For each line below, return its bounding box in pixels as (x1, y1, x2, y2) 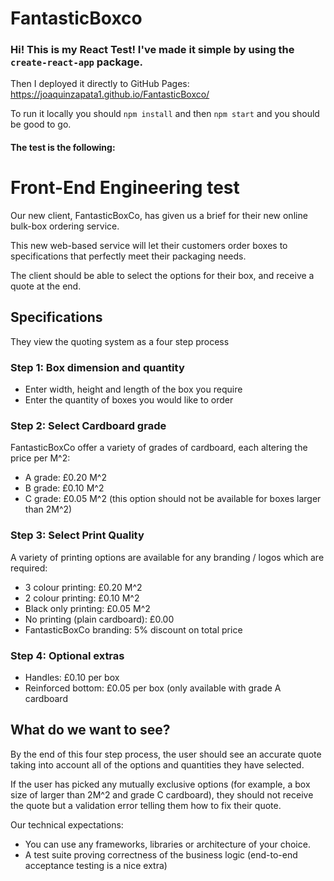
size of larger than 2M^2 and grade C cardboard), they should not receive (10, 788, 314, 801)
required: (10, 562, 48, 574)
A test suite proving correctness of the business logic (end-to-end (24, 848, 298, 861)
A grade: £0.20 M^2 (24, 472, 107, 484)
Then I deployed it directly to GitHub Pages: (10, 78, 190, 90)
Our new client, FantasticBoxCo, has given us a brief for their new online (10, 210, 308, 222)
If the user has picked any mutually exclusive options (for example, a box (10, 778, 311, 790)
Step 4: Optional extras (10, 648, 125, 662)
